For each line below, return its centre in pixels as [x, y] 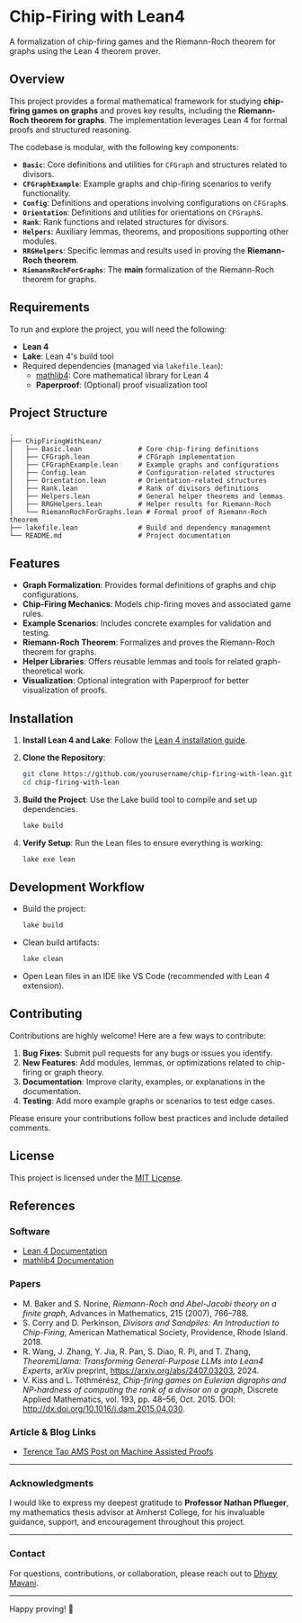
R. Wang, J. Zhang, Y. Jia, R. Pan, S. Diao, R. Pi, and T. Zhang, [137, 1351]
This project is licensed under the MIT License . [96, 1177]
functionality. [46, 193]
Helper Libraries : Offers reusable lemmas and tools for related [138, 662]
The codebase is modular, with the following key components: [124, 147]
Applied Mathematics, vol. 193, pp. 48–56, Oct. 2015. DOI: [129, 1399]
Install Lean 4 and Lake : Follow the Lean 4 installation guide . [135, 740]
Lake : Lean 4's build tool [68, 356]
